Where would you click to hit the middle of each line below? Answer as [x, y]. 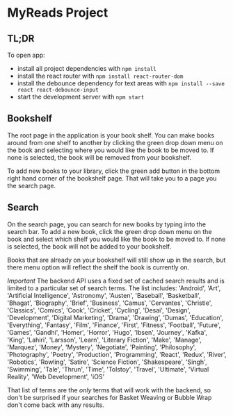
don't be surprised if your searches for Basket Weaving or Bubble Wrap [110, 397]
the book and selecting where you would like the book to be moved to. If [111, 150]
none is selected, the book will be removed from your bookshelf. [99, 157]
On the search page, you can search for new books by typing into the [107, 224]
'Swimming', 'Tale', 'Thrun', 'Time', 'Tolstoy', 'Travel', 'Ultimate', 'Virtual [108, 369]
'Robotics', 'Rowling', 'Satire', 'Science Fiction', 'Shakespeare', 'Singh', [107, 362]
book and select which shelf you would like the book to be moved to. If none [116, 239]
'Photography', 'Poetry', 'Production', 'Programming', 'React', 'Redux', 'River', [117, 354]
